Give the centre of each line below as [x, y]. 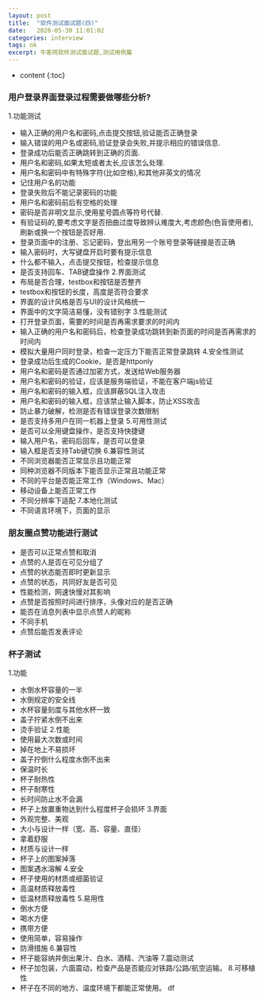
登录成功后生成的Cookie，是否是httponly [86, 362]
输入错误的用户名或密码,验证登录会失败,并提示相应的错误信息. [120, 143]
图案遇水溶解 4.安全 [52, 868]
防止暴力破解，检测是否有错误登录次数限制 [89, 411]
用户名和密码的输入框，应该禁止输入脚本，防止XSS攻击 [110, 401]
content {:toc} [42, 75]
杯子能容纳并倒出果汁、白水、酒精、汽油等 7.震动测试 [107, 958]
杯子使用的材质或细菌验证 [61, 878]
